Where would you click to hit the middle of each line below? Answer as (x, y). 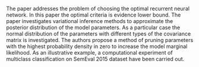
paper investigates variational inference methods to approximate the (90, 21)
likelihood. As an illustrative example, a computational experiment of (90, 52)
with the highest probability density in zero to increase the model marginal (97, 46)
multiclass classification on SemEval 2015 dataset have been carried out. (95, 59)
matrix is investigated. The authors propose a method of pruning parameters (100, 40)
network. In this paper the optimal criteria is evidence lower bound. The (94, 15)
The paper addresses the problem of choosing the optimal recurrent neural (98, 9)
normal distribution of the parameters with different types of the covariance (99, 34)
